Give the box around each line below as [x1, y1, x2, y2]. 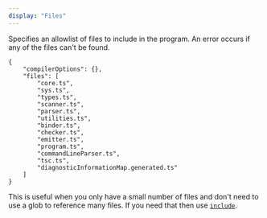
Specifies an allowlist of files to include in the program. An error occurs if [8, 34, 251, 43]
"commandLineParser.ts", [37, 150, 121, 158]
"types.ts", [37, 93, 78, 101]
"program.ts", [37, 142, 84, 150]
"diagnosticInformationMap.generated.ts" [37, 163, 179, 171]
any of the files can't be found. [8, 42, 110, 52]
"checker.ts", [37, 128, 84, 137]
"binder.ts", [37, 121, 81, 130]
